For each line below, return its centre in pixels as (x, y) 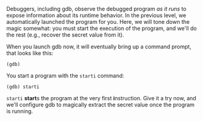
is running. (20, 111)
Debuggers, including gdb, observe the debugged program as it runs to (96, 9)
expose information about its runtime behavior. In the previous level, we (96, 15)
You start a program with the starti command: (65, 75)
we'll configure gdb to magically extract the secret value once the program (100, 105)
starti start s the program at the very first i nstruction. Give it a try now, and (102, 98)
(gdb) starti (23, 87)
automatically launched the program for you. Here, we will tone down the (98, 22)
